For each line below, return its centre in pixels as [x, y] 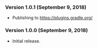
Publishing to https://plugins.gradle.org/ [52, 18]
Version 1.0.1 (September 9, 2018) [46, 7]
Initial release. [26, 41]
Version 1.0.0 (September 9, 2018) [47, 31]
